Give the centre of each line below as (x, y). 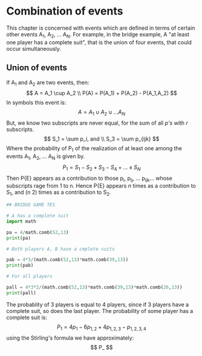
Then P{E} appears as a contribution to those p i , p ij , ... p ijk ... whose (89, 179)
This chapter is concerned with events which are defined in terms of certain (101, 28)
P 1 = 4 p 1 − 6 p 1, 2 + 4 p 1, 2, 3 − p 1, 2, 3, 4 (102, 327)
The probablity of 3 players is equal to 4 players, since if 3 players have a (98, 305)
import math (21, 221)
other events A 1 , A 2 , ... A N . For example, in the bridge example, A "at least (98, 35)
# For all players (29, 277)
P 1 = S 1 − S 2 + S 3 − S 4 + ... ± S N (102, 168)
